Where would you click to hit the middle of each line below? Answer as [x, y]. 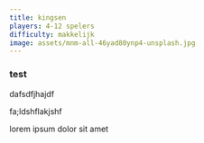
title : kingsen [38, 18]
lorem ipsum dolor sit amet [59, 129]
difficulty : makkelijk [52, 34]
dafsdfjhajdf [32, 94]
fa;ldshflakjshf [36, 111]
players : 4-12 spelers [52, 26]
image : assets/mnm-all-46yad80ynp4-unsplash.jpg [102, 43]
